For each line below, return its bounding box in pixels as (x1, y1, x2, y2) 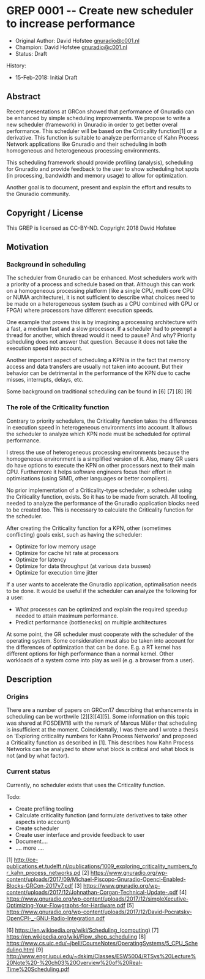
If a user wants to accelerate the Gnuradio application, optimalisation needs (6, 580, 197, 588)
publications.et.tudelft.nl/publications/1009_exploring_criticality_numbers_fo (6, 862, 198, 870)
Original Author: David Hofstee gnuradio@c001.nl (15, 37, 140, 44)
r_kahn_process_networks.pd (6, 869, 81, 876)
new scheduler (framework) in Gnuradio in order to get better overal (6, 121, 177, 128)
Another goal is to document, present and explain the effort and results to (6, 183, 192, 191)
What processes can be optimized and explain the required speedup (15, 605, 188, 613)
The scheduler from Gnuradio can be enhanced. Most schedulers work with (6, 274, 198, 282)
